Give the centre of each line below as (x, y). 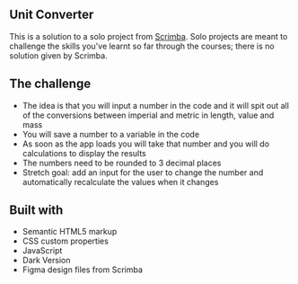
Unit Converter (52, 15)
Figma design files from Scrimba (83, 270)
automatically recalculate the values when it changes (120, 182)
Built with (36, 210)
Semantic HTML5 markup (70, 232)
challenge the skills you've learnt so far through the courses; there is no (142, 46)
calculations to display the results (84, 153)
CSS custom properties (66, 241)
